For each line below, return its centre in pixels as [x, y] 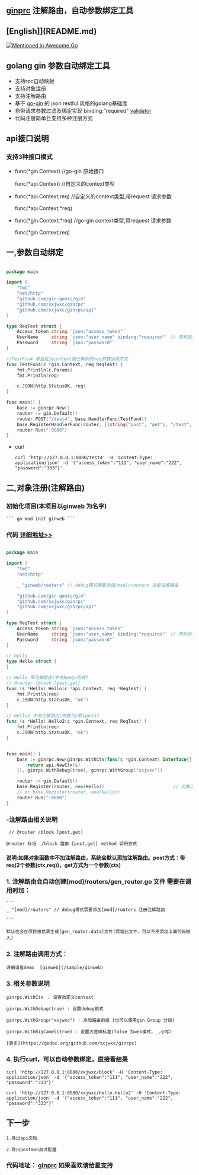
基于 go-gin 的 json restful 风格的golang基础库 [71, 103]
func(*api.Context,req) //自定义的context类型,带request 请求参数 [93, 196]
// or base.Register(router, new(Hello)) [68, 792]
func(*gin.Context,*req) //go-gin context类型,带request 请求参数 [93, 220]
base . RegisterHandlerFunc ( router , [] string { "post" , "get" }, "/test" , [105, 424]
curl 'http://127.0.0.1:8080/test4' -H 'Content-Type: [84, 458]
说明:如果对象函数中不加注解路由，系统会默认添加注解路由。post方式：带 [96, 858]
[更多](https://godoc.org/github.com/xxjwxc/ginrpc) [72, 1043]
